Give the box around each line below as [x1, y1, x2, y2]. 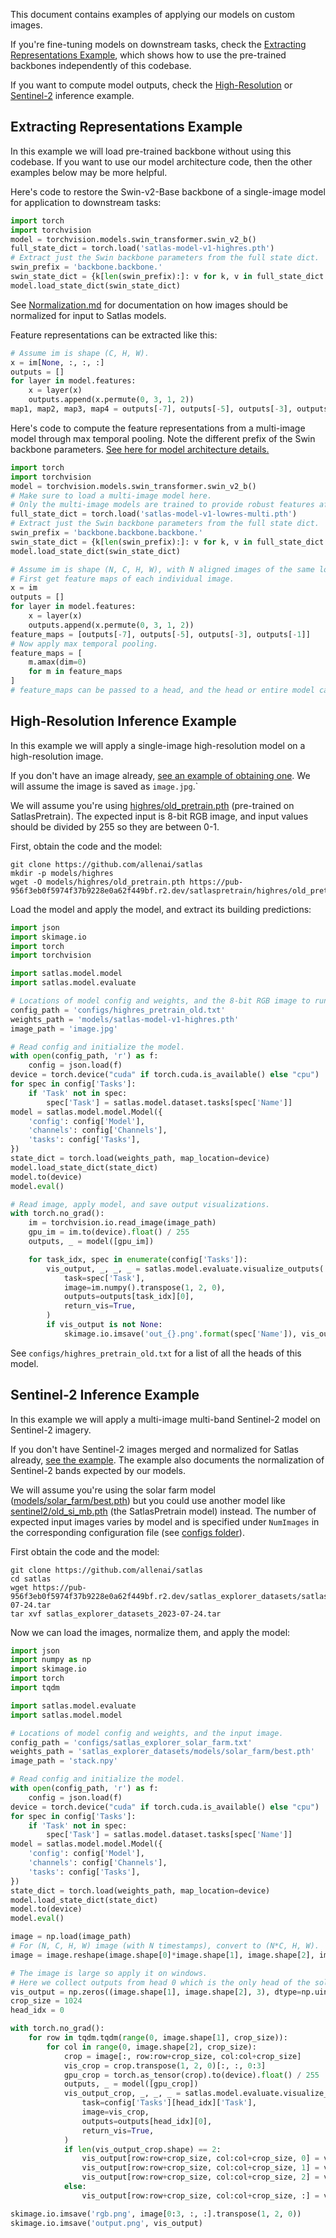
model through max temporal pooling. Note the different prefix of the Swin [10, 432, 316, 444]
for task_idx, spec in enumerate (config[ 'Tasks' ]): [28, 1254, 248, 1264]
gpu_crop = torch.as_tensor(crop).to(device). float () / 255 [63, 2070, 320, 2080]
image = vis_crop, [81, 2107, 150, 2118]
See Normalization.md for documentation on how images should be [10, 299, 289, 311]
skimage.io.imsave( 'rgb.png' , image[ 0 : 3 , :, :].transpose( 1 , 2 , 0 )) [10, 2209, 302, 2219]
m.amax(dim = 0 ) [28, 657, 87, 668]
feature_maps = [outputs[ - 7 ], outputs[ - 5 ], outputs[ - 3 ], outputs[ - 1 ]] [10, 629, 311, 639]
